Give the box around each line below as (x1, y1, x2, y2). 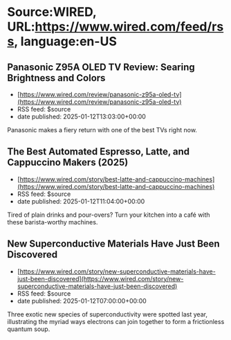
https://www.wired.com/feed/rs (35, 19, 224, 35)
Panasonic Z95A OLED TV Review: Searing (7, 61, 195, 73)
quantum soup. (7, 325, 50, 333)
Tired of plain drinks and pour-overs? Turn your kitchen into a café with (7, 211, 210, 219)
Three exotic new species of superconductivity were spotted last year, (7, 310, 207, 319)
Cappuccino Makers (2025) (7, 156, 129, 168)
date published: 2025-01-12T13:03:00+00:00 (17, 112, 147, 120)
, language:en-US (13, 34, 118, 49)
